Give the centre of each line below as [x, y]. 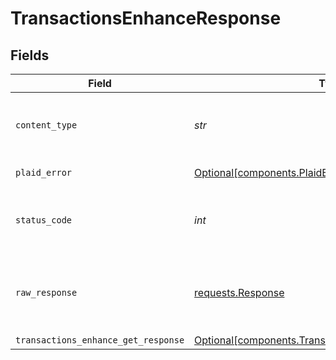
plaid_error [44, 172]
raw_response [46, 292]
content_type [46, 125]
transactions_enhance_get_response [100, 340]
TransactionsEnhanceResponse [146, 18]
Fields [30, 55]
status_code [44, 220]
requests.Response [239, 292]
